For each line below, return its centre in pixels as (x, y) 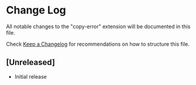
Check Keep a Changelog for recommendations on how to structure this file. (98, 44)
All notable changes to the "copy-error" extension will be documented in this (98, 26)
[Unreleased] (31, 62)
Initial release (30, 76)
